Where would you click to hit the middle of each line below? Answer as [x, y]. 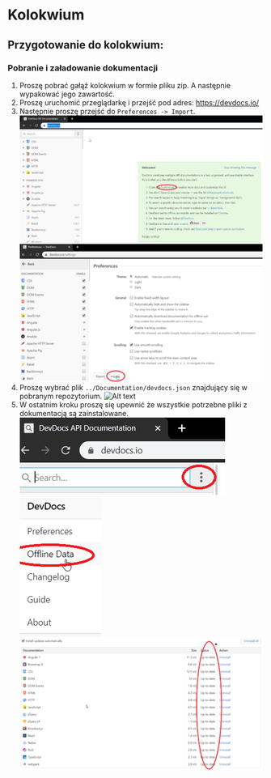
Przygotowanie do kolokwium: [86, 45]
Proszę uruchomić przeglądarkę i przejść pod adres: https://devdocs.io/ [139, 102]
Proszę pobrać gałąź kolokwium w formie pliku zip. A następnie [125, 85]
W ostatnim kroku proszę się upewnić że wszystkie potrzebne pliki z [133, 405]
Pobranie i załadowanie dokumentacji [83, 68]
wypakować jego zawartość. [67, 94]
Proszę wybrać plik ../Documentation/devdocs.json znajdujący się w [133, 388]
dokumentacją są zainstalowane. [74, 414]
